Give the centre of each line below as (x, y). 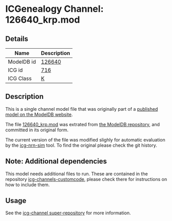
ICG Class (20, 78)
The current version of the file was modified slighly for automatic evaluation (85, 139)
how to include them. (27, 185)
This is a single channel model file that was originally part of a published (82, 109)
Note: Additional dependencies (56, 161)
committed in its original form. (37, 130)
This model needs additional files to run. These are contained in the (77, 174)
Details (17, 39)
